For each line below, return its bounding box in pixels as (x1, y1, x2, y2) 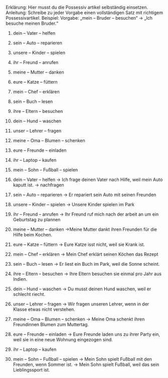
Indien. (13, 276, 28, 282)
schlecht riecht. (13, 291, 46, 297)
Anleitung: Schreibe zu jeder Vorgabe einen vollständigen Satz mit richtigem (6, 10, 163, 16)
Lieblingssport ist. (13, 367, 50, 372)
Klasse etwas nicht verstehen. (13, 306, 76, 312)
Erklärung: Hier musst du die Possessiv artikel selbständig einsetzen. (6, 5, 148, 10)
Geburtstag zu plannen (13, 217, 61, 222)
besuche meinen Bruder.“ (6, 20, 59, 26)
